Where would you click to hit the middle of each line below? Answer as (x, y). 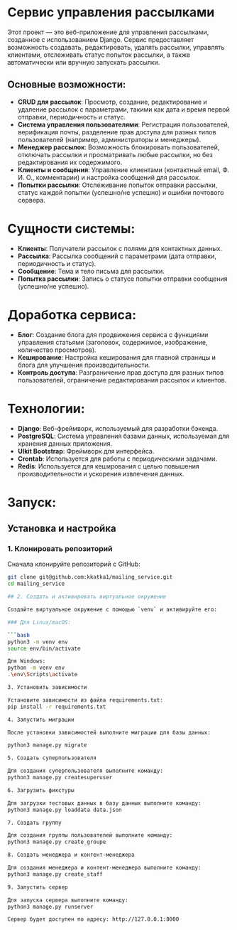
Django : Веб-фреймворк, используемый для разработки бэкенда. (118, 428)
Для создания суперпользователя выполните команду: (85, 771)
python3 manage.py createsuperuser (60, 778)
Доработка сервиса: (72, 315)
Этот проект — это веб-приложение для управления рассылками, (108, 32)
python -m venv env (36, 668)
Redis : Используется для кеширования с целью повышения (109, 466)
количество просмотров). (57, 350)
